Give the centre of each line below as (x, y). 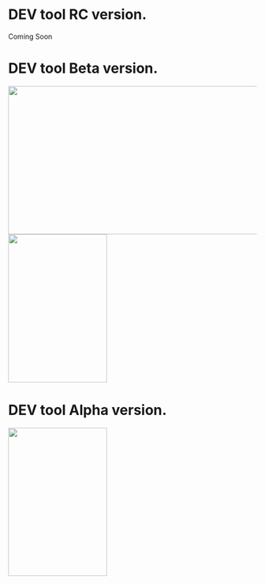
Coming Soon (30, 36)
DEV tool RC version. (78, 15)
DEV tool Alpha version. (88, 411)
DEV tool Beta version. (83, 68)
